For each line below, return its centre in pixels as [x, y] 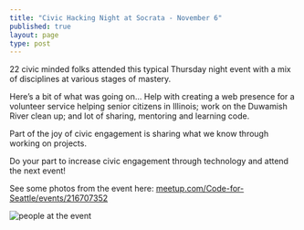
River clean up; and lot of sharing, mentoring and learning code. [130, 116]
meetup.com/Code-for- [200, 189]
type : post [30, 43]
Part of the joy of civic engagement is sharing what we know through [139, 134]
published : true [40, 26]
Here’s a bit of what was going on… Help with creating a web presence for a [152, 97]
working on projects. [48, 143]
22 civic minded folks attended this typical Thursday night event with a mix [150, 69]
